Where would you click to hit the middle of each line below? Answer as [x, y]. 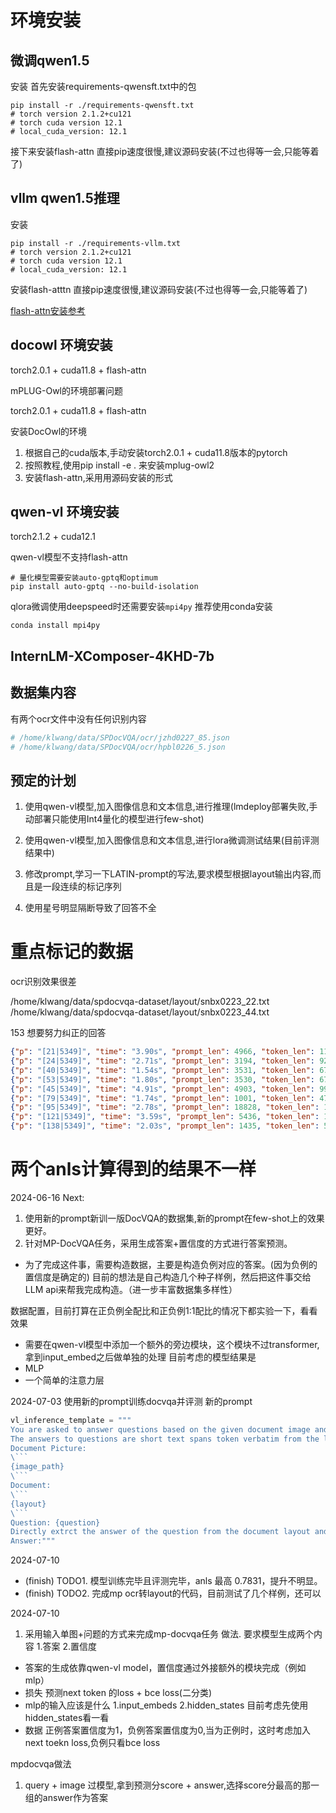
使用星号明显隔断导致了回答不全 [90, 908]
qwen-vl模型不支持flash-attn [69, 557]
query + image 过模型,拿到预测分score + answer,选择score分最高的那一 [172, 1785]
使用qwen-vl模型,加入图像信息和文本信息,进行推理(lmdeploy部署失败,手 [171, 807]
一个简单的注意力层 [64, 1380]
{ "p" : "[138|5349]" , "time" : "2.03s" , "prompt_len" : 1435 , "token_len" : [165, 1126]
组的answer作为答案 [66, 1798]
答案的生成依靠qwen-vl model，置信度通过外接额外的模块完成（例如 [165, 1668]
